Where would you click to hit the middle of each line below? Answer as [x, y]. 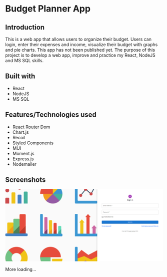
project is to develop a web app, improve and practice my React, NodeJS [80, 55]
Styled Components [33, 143]
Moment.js [23, 153]
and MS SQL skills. [24, 60]
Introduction [25, 27]
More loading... [21, 269]
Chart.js [20, 132]
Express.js [23, 159]
